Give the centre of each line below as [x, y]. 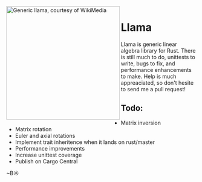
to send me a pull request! [153, 89]
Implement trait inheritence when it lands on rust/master [85, 142]
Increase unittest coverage [48, 155]
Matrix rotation [33, 129]
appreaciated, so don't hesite [157, 83]
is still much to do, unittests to [158, 57]
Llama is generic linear [149, 44]
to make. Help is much [148, 76]
